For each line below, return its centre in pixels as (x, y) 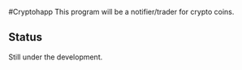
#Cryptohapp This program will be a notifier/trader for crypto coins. (121, 12)
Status (26, 37)
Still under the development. (56, 57)
